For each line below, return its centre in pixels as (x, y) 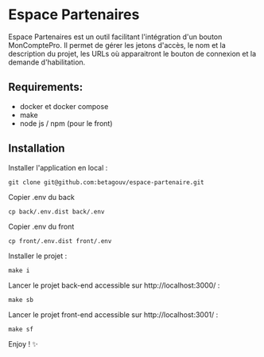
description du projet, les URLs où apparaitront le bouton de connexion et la (132, 53)
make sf (21, 329)
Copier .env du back (42, 197)
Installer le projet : (38, 256)
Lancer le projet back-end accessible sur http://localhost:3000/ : (114, 285)
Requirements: (46, 87)
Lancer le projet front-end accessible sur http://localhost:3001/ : (113, 314)
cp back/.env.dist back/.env (56, 212)
